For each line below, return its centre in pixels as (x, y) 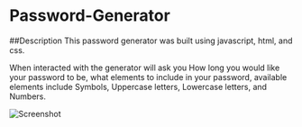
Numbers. (28, 96)
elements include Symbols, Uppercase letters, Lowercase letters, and (138, 86)
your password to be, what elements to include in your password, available (148, 77)
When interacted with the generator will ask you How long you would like (145, 68)
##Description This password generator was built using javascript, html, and (151, 41)
